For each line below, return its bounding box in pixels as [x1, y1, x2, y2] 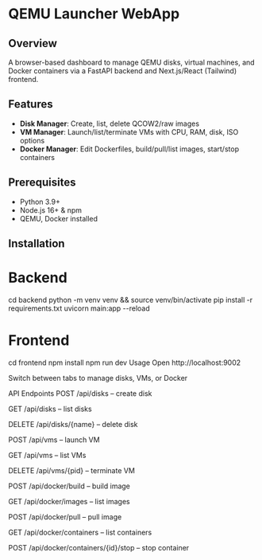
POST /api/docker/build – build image [8, 481, 131, 491]
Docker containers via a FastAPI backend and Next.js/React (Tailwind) [8, 66, 237, 76]
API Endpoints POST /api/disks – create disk [8, 388, 152, 398]
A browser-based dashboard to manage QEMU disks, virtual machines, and [8, 57, 256, 67]
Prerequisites [8, 176, 76, 190]
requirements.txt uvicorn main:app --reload [8, 303, 151, 313]
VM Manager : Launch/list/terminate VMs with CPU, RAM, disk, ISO [19, 127, 239, 136]
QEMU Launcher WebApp [8, 5, 180, 23]
